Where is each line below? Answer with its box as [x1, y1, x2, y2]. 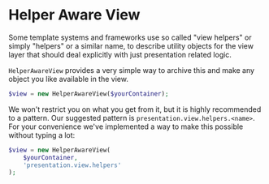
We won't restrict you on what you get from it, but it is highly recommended [8, 104, 262, 114]
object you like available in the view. [8, 74, 128, 83]
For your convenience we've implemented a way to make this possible [8, 122, 244, 131]
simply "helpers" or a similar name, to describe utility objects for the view [8, 41, 254, 50]
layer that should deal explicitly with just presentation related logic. [8, 49, 232, 59]
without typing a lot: [8, 130, 76, 139]
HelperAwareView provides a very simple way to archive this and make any [8, 65, 254, 75]
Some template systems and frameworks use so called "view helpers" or [8, 32, 252, 42]
